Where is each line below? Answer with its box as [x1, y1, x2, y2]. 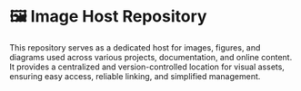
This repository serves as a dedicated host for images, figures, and [9, 41, 261, 53]
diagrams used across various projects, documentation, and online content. [9, 51, 293, 62]
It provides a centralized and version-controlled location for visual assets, [9, 61, 285, 72]
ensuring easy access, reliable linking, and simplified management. [9, 70, 261, 81]
